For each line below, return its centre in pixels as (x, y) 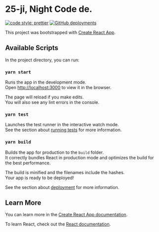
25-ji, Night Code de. (49, 9)
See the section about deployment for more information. (62, 187)
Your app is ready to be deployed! (40, 178)
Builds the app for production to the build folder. (55, 152)
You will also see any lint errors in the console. (52, 102)
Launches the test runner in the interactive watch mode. (62, 125)
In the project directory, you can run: (42, 60)
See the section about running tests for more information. (63, 130)
